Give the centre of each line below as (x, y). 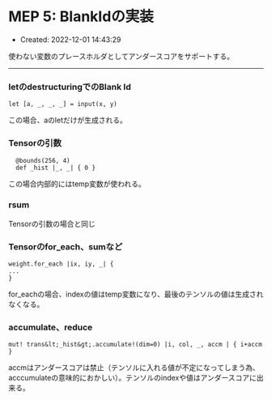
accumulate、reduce (51, 327)
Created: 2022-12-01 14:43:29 (70, 39)
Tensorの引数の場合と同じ (52, 223)
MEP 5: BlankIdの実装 (81, 17)
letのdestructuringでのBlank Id (70, 87)
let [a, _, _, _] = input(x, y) (63, 104)
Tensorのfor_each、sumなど (66, 246)
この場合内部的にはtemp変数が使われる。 (77, 184)
